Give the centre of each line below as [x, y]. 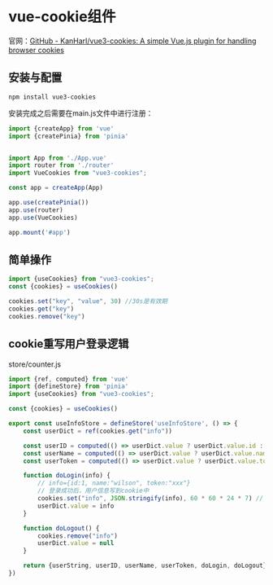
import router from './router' [61, 165]
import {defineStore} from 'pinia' [69, 387]
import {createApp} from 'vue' [61, 128]
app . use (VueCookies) [43, 218]
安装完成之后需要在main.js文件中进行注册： [81, 113]
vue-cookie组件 [62, 17]
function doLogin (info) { [67, 476]
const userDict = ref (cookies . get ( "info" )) [98, 431]
